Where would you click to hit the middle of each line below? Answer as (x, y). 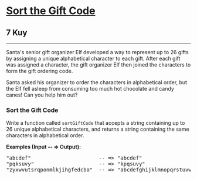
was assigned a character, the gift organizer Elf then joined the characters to (98, 65)
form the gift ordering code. (40, 71)
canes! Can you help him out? (42, 95)
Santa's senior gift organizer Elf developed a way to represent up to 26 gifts (97, 52)
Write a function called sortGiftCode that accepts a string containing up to (96, 123)
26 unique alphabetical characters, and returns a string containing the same (98, 129)
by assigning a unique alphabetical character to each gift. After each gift (93, 58)
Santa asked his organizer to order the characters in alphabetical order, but (97, 82)
